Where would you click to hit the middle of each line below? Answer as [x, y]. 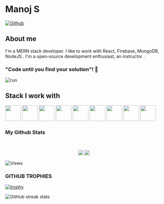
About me [21, 39]
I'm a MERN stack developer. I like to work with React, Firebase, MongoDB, [82, 51]
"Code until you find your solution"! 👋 [52, 69]
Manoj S [22, 9]
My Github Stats [25, 132]
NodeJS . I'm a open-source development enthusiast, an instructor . [75, 56]
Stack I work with [32, 96]
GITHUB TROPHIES [29, 176]
